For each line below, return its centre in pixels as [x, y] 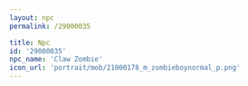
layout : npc [32, 18]
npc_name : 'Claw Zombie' [56, 60]
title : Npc [30, 43]
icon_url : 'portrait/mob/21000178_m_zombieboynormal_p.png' [125, 68]
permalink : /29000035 [50, 26]
